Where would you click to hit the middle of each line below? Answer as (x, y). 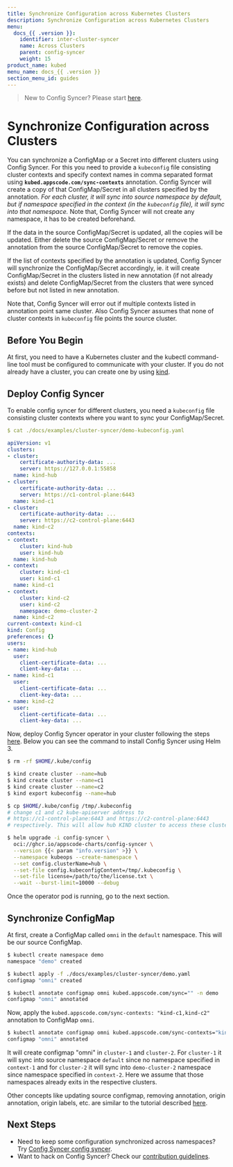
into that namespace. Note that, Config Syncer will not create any (101, 212)
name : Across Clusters (52, 46)
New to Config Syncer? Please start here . (83, 98)
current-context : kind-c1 (44, 624)
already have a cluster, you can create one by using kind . (89, 372)
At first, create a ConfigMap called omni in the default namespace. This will (115, 935)
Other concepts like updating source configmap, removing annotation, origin (116, 1095)
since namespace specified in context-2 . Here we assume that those (105, 1075)
